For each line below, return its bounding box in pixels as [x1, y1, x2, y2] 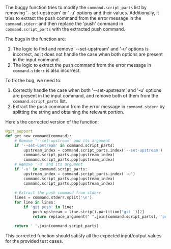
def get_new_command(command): [5, 133, 72, 138]
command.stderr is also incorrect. [12, 67, 81, 73]
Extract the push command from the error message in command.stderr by [12, 104, 165, 109]
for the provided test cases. [5, 238, 64, 244]
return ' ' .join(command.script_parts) [14, 223, 99, 229]
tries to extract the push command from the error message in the [5, 15, 141, 21]
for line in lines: [14, 200, 56, 205]
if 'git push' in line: [23, 205, 74, 210]
